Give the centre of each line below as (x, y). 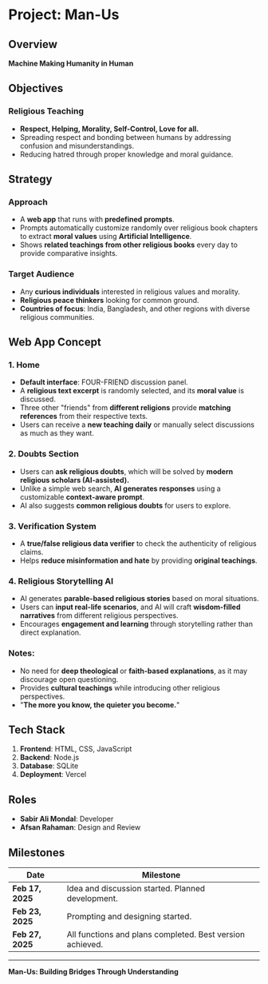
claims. (32, 552)
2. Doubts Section (44, 454)
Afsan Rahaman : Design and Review (80, 827)
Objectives (36, 88)
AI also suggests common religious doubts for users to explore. (125, 505)
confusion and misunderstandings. (77, 145)
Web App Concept (55, 343)
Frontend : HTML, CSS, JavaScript (76, 749)
